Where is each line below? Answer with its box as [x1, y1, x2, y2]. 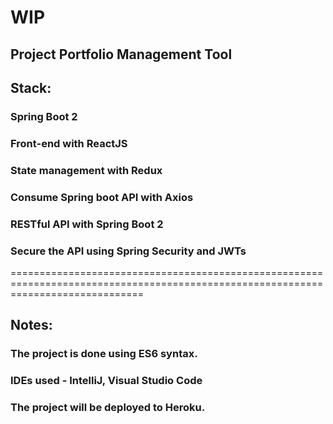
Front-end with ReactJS [10, 136, 128, 150]
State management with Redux [10, 163, 163, 177]
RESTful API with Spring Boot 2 [10, 217, 164, 231]
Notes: [10, 317, 53, 334]
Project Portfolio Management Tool [10, 46, 233, 63]
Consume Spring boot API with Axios [10, 190, 194, 204]
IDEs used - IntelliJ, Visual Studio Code [10, 374, 203, 388]
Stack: [10, 79, 52, 96]
